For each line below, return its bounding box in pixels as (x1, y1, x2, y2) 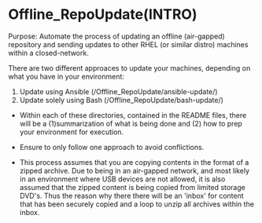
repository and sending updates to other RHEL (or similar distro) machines (8, 39, 249, 49)
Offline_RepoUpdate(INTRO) (8, 5, 197, 24)
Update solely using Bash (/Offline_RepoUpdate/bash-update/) (19, 95, 224, 104)
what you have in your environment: (8, 71, 124, 81)
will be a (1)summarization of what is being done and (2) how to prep (19, 119, 242, 128)
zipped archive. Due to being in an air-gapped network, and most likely (19, 166, 250, 175)
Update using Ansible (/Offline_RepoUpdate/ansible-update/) (19, 86, 218, 96)
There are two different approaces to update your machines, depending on (8, 63, 251, 72)
